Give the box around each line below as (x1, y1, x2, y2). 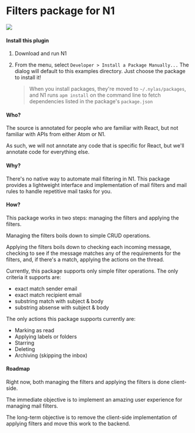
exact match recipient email (14, 291, 82, 298)
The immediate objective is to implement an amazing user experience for (6, 396, 183, 403)
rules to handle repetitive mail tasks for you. (6, 188, 112, 195)
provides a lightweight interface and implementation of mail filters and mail (6, 181, 187, 188)
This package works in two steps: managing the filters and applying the (6, 214, 179, 221)
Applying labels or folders (14, 333, 78, 340)
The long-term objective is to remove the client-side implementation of (6, 414, 177, 421)
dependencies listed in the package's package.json (29, 98, 153, 105)
